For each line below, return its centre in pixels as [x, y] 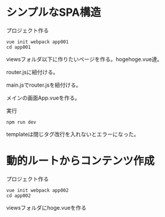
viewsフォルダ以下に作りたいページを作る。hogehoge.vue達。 [84, 59]
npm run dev [21, 122]
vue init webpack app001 [37, 42]
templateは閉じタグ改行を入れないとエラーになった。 [73, 134]
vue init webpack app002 [37, 190]
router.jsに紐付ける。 [32, 72]
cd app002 [19, 195]
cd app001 [19, 47]
